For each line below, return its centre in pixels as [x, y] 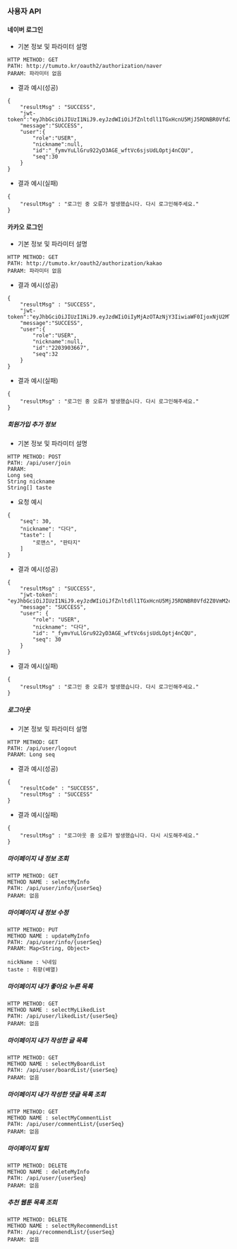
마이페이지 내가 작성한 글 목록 [47, 1040]
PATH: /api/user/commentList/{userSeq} [66, 1124]
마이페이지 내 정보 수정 [38, 912]
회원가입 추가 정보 [32, 424]
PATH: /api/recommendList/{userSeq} [61, 1232]
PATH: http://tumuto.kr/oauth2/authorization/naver [85, 66]
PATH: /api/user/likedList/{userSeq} [63, 1016]
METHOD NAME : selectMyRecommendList [63, 1226]
